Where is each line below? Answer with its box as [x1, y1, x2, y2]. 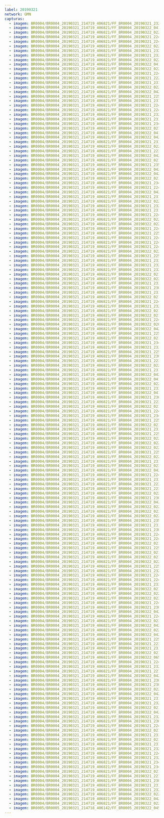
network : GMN [4, 12, 31, 17]
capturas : [4, 16, 25, 21]
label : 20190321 [4, 7, 38, 12]
